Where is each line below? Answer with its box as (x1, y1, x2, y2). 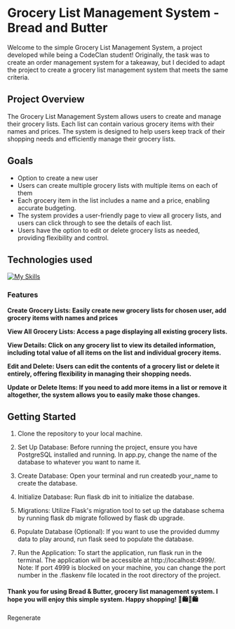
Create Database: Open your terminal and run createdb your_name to (17, 471, 218, 480)
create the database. (17, 479, 78, 488)
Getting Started (7, 411, 76, 423)
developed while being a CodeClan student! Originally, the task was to (7, 51, 210, 59)
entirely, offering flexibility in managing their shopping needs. (7, 369, 192, 378)
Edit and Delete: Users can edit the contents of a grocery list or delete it (7, 362, 220, 370)
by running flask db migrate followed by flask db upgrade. (17, 514, 185, 522)
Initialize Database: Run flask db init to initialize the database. (17, 493, 194, 501)
